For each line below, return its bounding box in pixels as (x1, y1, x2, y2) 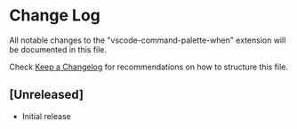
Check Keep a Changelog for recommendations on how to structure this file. (9, 61, 289, 72)
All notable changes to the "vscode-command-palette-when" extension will (9, 35, 286, 45)
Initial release (21, 110, 71, 121)
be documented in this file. (9, 44, 108, 54)
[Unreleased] (9, 87, 84, 102)
